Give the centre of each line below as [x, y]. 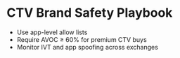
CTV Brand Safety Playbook [90, 13]
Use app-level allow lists [52, 32]
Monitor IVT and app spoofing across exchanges [88, 47]
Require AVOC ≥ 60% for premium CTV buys [82, 39]
